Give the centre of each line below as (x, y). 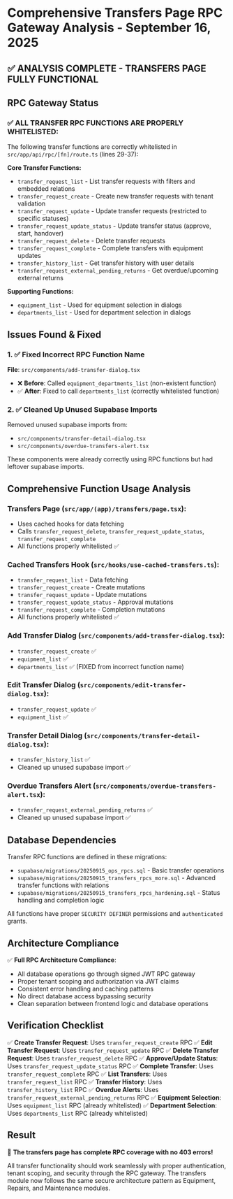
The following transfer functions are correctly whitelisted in (92, 147)
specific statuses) (43, 219)
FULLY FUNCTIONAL (53, 79)
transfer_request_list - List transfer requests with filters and (106, 181)
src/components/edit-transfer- (133, 685)
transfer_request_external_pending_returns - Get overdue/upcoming (118, 271)
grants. (17, 921)
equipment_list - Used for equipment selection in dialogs (100, 305)
